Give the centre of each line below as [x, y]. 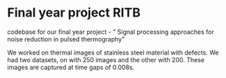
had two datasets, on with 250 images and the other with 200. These [106, 59]
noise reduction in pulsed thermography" [66, 39]
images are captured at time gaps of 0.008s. [71, 67]
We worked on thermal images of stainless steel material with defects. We [113, 52]
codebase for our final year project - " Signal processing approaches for [111, 32]
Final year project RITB [74, 13]
